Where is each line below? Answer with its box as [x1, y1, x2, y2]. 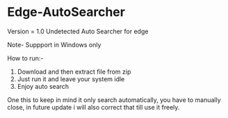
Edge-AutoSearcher [7, 4, 125, 20]
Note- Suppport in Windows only [7, 40, 101, 49]
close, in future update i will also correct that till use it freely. [7, 103, 180, 111]
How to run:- [7, 53, 44, 62]
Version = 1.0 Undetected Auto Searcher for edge [7, 27, 149, 35]
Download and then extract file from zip [17, 67, 131, 76]
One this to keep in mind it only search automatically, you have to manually [7, 95, 221, 104]
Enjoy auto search [17, 82, 70, 90]
